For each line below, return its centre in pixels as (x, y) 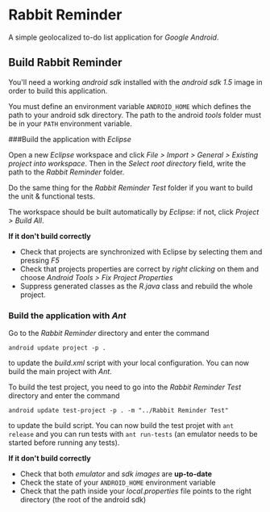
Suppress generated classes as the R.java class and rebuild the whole (136, 286)
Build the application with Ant (67, 315)
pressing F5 (40, 260)
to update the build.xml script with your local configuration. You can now (129, 363)
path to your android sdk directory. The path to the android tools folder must (135, 115)
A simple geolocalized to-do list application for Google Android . (114, 37)
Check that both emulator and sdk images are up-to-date (116, 474)
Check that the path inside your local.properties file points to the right (136, 491)
